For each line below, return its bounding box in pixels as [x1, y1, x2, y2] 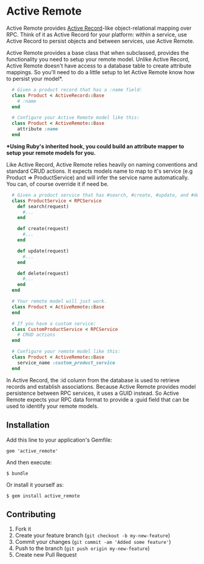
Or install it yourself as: [6, 481, 64, 488]
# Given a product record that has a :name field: [12, 86, 143, 92]
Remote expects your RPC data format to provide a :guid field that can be [6, 395, 189, 403]
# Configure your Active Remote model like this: [12, 114, 140, 121]
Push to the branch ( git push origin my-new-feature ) [15, 545, 150, 552]
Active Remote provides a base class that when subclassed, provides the [6, 49, 189, 56]
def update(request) [17, 248, 69, 254]
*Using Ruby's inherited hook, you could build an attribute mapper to [6, 142, 185, 150]
